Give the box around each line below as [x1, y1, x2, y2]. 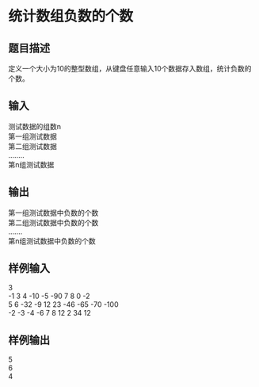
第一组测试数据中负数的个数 [8, 208, 99, 217]
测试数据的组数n [8, 121, 62, 131]
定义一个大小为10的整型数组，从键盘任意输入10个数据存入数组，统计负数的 [8, 64, 252, 73]
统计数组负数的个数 [8, 7, 134, 25]
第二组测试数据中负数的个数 [8, 217, 99, 227]
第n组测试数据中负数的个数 [8, 236, 97, 246]
